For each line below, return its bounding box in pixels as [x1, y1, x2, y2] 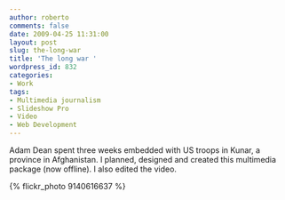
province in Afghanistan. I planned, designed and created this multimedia [9, 155, 277, 164]
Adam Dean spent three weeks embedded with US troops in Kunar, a [9, 145, 260, 156]
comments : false [9, 21, 69, 30]
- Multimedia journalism [9, 95, 101, 105]
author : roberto [9, 12, 69, 22]
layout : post [9, 37, 58, 47]
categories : [9, 71, 53, 80]
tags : [9, 87, 29, 96]
